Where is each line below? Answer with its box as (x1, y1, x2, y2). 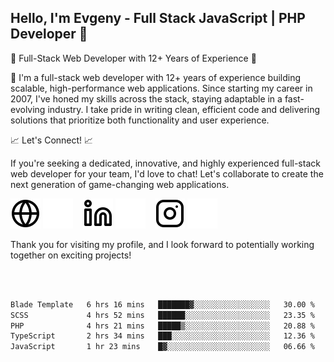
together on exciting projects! (10, 249, 132, 261)
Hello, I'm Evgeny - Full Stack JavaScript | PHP (10, 10, 306, 27)
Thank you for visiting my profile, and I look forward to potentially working (10, 238, 315, 250)
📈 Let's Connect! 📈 (10, 134, 94, 146)
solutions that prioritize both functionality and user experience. (10, 114, 270, 126)
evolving (10, 103, 46, 115)
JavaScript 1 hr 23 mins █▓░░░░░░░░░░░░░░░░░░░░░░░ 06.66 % (10, 342, 315, 352)
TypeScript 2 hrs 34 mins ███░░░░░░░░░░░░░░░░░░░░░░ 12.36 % (10, 331, 315, 341)
